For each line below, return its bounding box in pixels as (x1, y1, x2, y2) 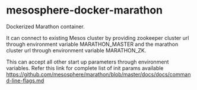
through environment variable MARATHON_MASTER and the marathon (6, 41, 179, 48)
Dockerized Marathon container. (6, 23, 85, 30)
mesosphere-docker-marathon (6, 4, 163, 17)
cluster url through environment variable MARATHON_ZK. (6, 46, 147, 54)
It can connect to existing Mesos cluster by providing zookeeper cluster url (6, 34, 189, 41)
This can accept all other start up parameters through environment (6, 58, 169, 65)
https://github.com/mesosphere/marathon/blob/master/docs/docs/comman (6, 71, 191, 78)
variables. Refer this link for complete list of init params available (6, 64, 164, 71)
